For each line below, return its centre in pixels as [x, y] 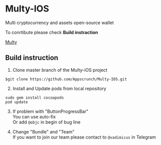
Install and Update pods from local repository [59, 88]
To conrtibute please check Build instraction [52, 32]
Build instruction [32, 58]
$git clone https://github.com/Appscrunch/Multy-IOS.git [66, 79]
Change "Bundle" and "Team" [43, 131]
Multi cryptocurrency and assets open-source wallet [60, 23]
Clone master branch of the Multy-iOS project [60, 70]
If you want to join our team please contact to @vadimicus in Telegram [84, 137]
